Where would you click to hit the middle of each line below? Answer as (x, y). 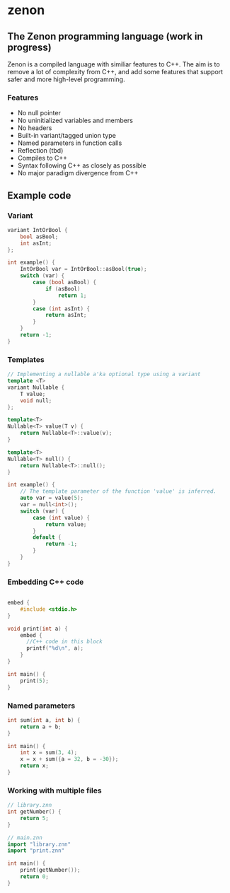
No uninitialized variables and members (75, 121)
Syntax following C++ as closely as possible (82, 165)
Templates (26, 359)
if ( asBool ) (63, 288)
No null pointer (39, 113)
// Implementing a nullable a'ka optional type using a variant (104, 374)
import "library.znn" (39, 844)
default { (47, 537)
